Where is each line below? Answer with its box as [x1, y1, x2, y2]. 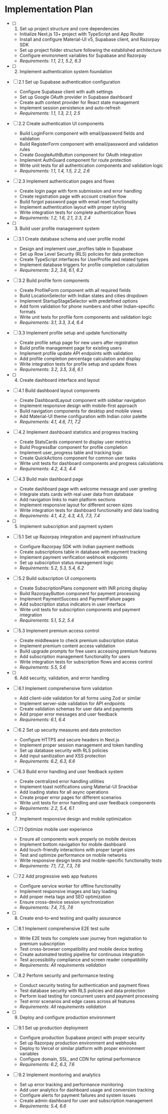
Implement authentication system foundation [19, 68, 113, 74]
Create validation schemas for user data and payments [19, 706, 133, 712]
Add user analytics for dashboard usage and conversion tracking [19, 1087, 154, 1093]
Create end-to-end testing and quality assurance [19, 915, 121, 921]
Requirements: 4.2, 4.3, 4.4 [19, 465, 76, 472]
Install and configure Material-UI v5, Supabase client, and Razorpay [19, 36, 160, 42]
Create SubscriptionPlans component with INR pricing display [19, 585, 147, 591]
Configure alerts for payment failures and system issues [19, 1092, 136, 1098]
